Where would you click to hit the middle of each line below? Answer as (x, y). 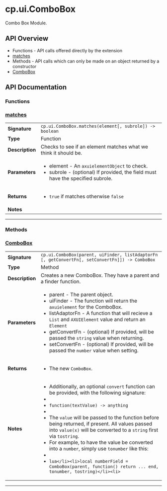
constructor (24, 66)
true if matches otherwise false (86, 196)
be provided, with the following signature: (97, 393)
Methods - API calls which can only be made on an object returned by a (86, 61)
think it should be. (61, 153)
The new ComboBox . (71, 368)
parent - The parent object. (81, 294)
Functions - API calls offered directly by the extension (67, 50)
